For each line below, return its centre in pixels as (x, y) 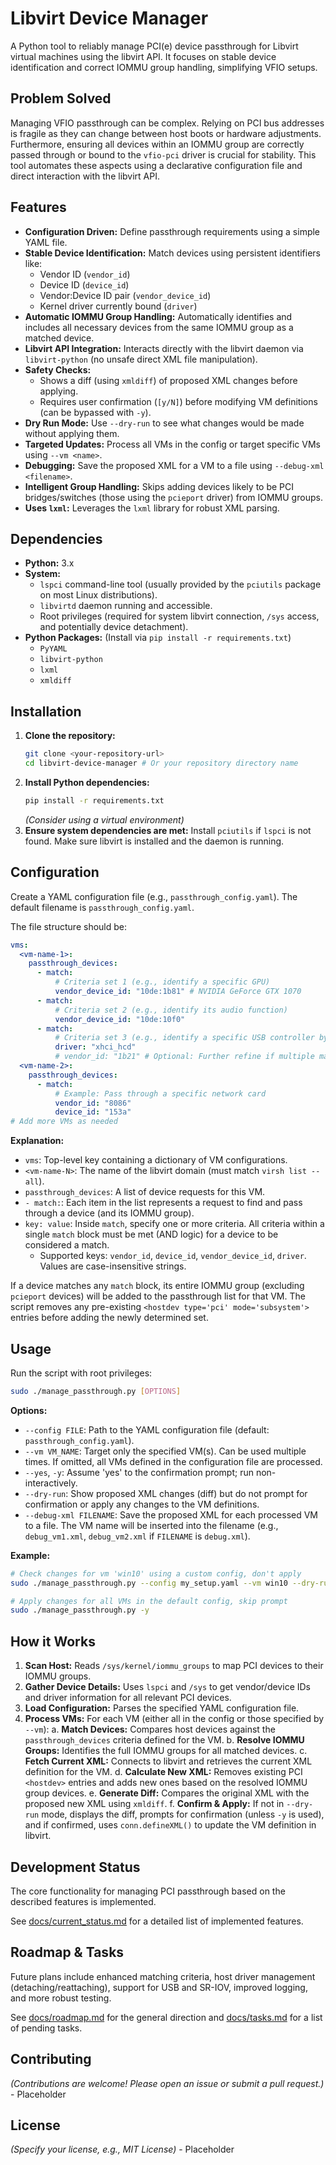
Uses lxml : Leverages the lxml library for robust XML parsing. (152, 508)
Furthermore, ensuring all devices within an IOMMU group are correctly (157, 144)
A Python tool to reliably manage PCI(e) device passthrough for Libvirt (154, 46)
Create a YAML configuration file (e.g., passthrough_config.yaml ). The (154, 896)
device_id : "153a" (93, 1112)
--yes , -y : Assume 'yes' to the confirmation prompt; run (139, 1472)
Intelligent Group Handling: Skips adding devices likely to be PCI (159, 486)
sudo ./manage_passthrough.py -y (80, 1610)
